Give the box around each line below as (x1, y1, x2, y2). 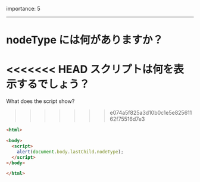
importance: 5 (6, 5, 40, 12)
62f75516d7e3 (110, 115, 145, 123)
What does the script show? (6, 98, 75, 105)
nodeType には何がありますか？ (6, 33, 164, 47)
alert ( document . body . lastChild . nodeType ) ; (17, 149, 124, 155)
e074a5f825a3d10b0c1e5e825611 (110, 109, 192, 117)
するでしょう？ (17, 77, 90, 91)
